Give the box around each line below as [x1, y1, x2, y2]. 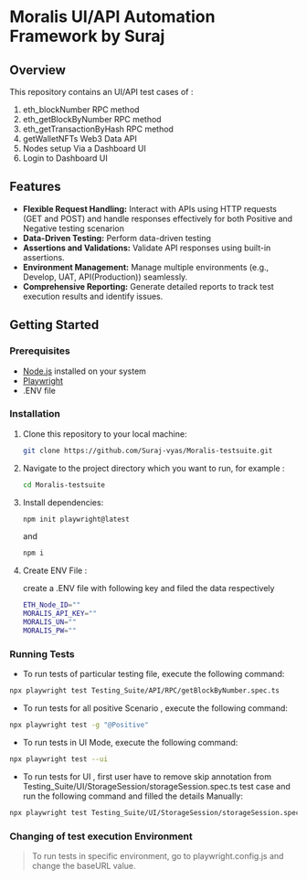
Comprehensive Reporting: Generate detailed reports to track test [22, 281, 274, 292]
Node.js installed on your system [22, 366, 146, 376]
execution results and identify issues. [22, 291, 164, 302]
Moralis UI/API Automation [9, 6, 216, 27]
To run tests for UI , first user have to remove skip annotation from [22, 770, 272, 782]
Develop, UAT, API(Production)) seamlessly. [22, 271, 188, 282]
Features [9, 179, 61, 195]
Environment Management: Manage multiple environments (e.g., [22, 261, 270, 272]
